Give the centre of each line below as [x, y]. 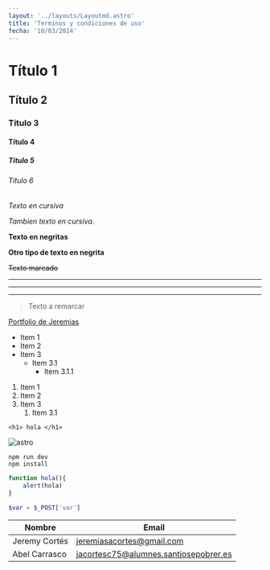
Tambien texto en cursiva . [51, 221]
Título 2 [28, 100]
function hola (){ [37, 478]
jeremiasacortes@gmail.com [130, 541]
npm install [28, 464]
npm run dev [28, 457]
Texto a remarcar [56, 306]
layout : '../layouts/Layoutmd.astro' [72, 16]
